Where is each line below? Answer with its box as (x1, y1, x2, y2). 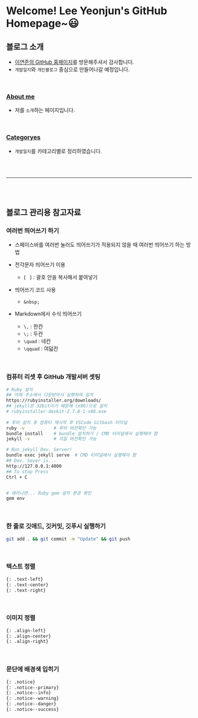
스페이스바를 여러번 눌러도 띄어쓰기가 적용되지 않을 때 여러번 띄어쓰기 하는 (14, 241, 185, 248)
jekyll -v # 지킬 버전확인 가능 (6, 436, 97, 442)
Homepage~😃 (6, 17, 80, 30)
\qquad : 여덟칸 (23, 345, 59, 352)
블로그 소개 (6, 41, 44, 51)
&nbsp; (23, 299, 40, 305)
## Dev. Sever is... (6, 458, 57, 464)
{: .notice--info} (6, 690, 51, 696)
